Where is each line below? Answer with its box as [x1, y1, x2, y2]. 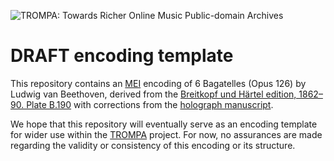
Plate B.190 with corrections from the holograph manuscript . [26, 98, 274, 110]
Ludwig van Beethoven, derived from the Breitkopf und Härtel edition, [10, 88, 297, 100]
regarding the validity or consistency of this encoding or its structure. [10, 139, 296, 151]
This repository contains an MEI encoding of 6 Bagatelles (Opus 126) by [10, 77, 307, 89]
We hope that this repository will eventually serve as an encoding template [10, 118, 318, 130]
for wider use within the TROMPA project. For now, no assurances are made [10, 128, 323, 140]
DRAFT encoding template [10, 45, 234, 67]
